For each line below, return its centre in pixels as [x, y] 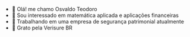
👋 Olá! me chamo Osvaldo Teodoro [54, 9]
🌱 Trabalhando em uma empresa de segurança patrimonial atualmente [98, 21]
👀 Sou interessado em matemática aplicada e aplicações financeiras [95, 15]
